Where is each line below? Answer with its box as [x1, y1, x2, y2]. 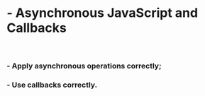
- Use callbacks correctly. [6, 80, 97, 90]
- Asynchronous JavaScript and [6, 5, 199, 21]
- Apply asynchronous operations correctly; [6, 61, 162, 71]
